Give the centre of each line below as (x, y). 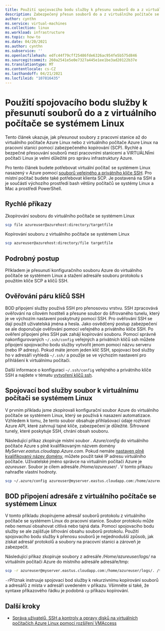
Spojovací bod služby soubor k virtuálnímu (72, 391)
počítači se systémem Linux (49, 398)
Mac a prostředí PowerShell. (34, 188)
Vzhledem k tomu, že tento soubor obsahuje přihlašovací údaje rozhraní (78, 421)
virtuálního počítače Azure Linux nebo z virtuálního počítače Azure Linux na (82, 142)
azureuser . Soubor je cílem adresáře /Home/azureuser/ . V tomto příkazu (79, 466)
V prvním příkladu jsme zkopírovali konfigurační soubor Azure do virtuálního (82, 410)
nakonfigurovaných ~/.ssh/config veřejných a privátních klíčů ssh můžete (80, 339)
